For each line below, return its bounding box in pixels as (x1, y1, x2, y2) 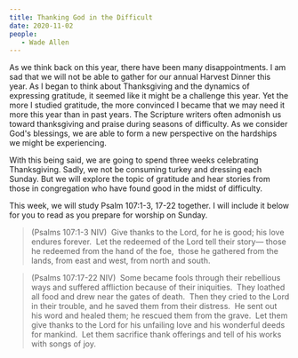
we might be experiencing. (9, 138, 107, 148)
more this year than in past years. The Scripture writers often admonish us (9, 109, 282, 120)
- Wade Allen (20, 37, 69, 47)
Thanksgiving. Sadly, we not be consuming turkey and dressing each (9, 164, 262, 175)
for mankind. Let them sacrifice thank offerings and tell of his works (30, 330, 282, 340)
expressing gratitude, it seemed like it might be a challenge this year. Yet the (9, 91, 289, 101)
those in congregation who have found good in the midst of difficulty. (9, 183, 263, 194)
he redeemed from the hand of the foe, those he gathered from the (30, 246, 278, 257)
